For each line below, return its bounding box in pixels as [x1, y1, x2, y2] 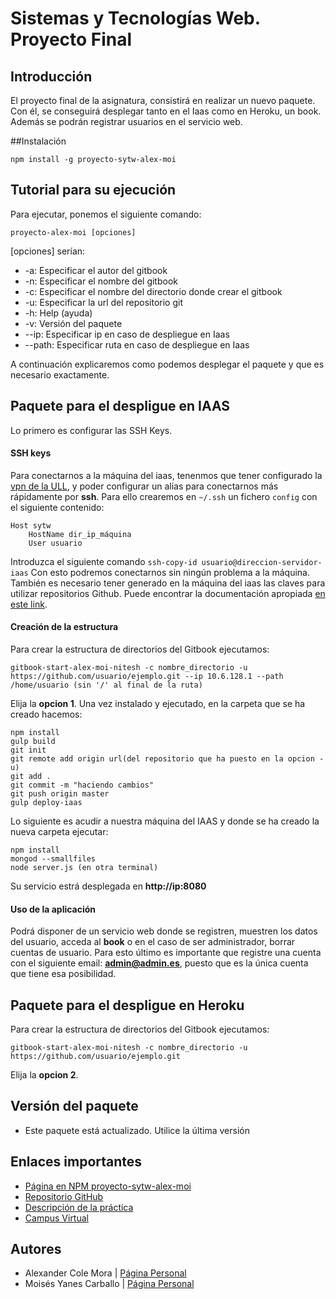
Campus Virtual [24, 1212, 89, 1224]
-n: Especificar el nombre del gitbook [24, 275, 178, 287]
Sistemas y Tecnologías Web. [10, 7, 261, 30]
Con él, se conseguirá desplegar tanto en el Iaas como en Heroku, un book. [10, 105, 322, 117]
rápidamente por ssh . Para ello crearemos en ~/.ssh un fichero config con [10, 490, 318, 502]
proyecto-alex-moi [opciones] [10, 227, 137, 237]
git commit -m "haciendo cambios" [10, 780, 155, 791]
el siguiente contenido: [10, 501, 105, 513]
